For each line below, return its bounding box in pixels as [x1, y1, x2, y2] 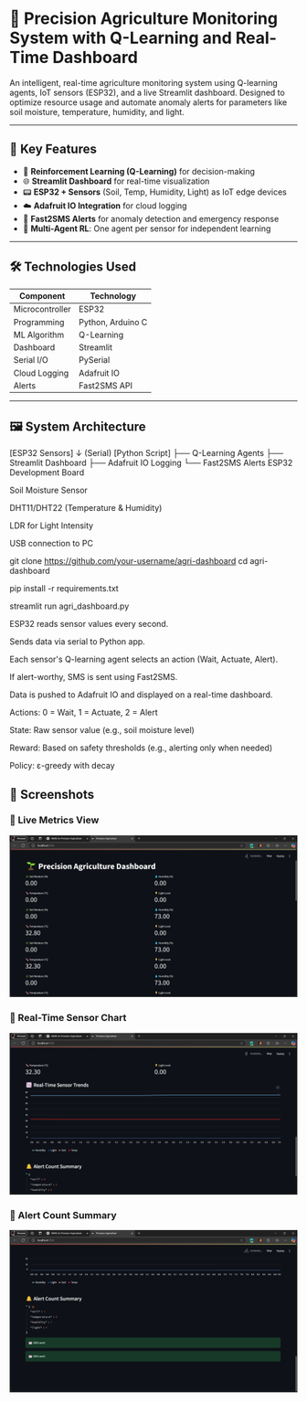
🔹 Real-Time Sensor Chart [9, 1012, 127, 1025]
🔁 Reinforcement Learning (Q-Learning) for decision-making [22, 165, 256, 176]
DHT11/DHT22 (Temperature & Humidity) [9, 503, 163, 514]
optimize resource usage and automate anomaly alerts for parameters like [9, 96, 288, 108]
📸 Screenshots [9, 786, 95, 802]
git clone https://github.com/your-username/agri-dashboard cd [9, 556, 249, 567]
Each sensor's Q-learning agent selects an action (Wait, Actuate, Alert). [9, 653, 279, 665]
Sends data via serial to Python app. [9, 636, 146, 647]
